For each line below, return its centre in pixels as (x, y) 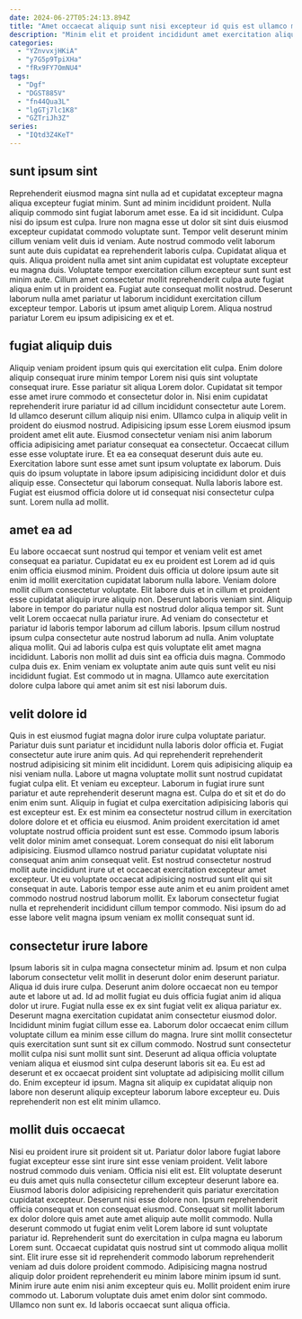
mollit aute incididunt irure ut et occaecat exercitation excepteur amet (138, 869)
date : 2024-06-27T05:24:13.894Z (70, 18)
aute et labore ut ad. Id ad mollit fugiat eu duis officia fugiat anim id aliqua (145, 996)
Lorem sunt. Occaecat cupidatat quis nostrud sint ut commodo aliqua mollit (148, 1247)
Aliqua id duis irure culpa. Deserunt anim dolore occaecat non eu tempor (144, 987)
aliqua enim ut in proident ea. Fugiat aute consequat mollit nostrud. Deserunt (151, 288)
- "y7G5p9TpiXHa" (50, 59)
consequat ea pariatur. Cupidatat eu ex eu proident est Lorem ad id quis (142, 561)
